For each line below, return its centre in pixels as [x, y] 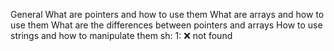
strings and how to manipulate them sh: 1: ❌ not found [121, 35]
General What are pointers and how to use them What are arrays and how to [167, 14]
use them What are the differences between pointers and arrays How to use [166, 25]
